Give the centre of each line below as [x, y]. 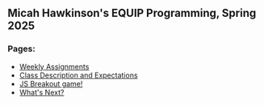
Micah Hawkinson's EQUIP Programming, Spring [132, 13]
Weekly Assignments [54, 66]
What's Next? [42, 92]
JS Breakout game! [51, 83]
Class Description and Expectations [78, 75]
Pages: [21, 49]
